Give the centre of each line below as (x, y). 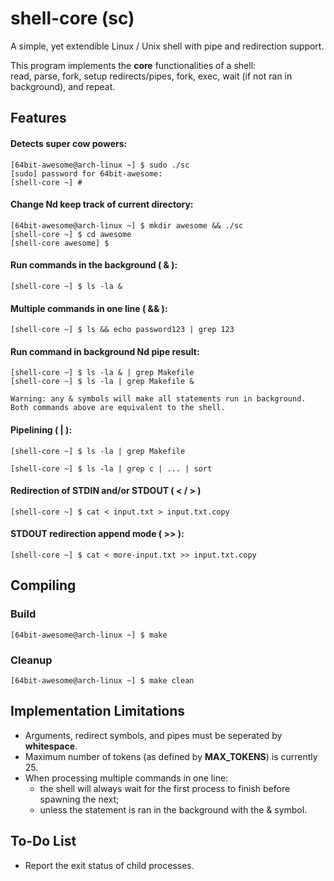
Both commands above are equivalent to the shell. (118, 408)
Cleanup (31, 660)
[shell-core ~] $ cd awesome (71, 234)
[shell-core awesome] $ (60, 243)
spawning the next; (79, 799)
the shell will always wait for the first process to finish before (165, 788)
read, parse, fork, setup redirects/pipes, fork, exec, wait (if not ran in (151, 76)
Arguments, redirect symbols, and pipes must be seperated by (153, 735)
